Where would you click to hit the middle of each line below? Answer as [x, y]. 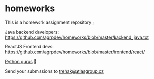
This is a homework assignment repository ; [50, 22]
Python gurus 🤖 [21, 61]
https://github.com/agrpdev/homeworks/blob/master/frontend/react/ [75, 52]
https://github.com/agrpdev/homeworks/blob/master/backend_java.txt [77, 37]
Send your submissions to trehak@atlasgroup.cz [54, 71]
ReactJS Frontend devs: [30, 46]
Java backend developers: [32, 32]
